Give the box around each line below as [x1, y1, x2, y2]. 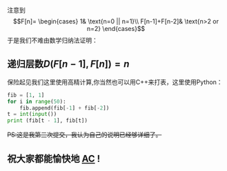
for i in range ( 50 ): [7, 98, 67, 105]
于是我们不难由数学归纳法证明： [7, 37, 98, 44]
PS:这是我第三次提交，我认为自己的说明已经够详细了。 [7, 130, 162, 139]
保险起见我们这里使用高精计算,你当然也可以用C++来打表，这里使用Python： [7, 78, 223, 86]
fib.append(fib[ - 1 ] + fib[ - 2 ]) [19, 104, 110, 112]
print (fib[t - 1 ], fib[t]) [7, 117, 88, 124]
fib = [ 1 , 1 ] [7, 92, 45, 99]
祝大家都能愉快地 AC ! [7, 152, 101, 164]
